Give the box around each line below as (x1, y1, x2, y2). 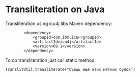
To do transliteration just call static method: (5, 57, 96, 63)
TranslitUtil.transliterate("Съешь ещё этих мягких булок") (5, 67, 136, 72)
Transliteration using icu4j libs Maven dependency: (5, 20, 113, 27)
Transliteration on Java (5, 4, 105, 15)
